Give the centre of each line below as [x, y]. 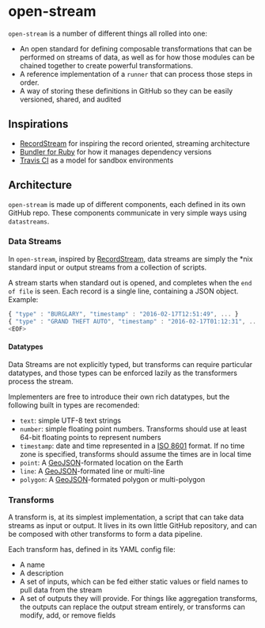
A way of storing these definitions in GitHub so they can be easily [126, 90]
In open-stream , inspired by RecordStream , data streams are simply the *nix [131, 258]
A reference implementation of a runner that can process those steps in [136, 74]
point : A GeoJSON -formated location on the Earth [101, 462]
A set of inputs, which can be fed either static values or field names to [134, 581]
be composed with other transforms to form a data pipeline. [106, 534]
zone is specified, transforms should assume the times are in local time [135, 454]
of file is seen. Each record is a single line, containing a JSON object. [123, 291]
